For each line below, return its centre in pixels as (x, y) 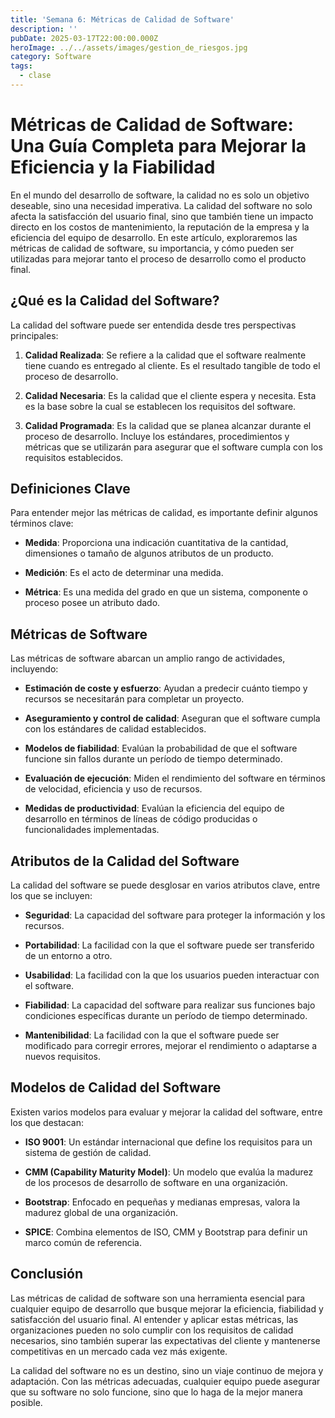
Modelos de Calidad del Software (116, 1087)
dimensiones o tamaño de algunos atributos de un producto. (149, 553)
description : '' (44, 29)
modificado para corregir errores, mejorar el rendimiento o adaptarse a (171, 1046)
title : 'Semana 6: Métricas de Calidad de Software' (122, 19)
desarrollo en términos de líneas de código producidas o (141, 819)
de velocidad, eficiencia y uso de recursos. (113, 789)
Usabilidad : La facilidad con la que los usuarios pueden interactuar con (172, 975)
